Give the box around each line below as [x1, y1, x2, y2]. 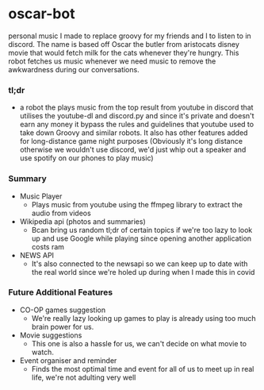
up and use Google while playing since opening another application [31, 234, 252, 243]
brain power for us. [31, 322, 94, 331]
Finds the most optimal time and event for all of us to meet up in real [31, 364, 254, 373]
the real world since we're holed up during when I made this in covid [31, 267, 255, 276]
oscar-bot [8, 5, 75, 23]
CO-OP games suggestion [19, 305, 105, 315]
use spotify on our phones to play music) [19, 153, 154, 163]
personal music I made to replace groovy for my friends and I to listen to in [8, 31, 251, 41]
